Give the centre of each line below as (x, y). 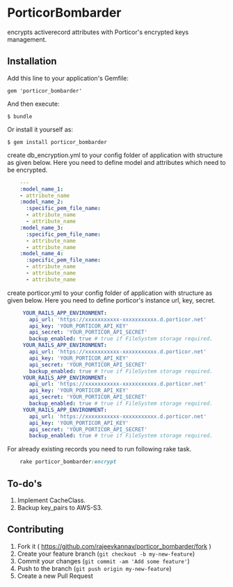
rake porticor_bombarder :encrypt (68, 462)
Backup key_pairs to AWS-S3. (60, 507)
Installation (32, 62)
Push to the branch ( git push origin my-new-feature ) (94, 568)
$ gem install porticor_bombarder (57, 142)
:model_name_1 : (42, 189)
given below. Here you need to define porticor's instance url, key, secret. (111, 300)
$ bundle (20, 116)
